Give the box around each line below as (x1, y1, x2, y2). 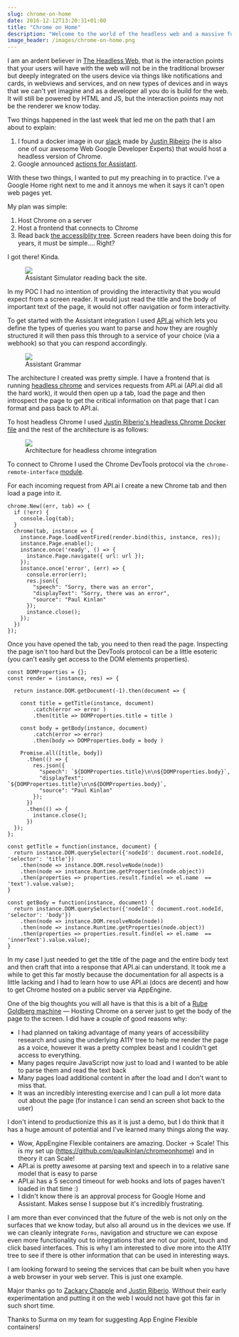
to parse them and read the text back (17, 1066, 127, 1075)
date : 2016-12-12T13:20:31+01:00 (7, 17, 107, 24)
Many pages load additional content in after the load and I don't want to (17, 1074, 228, 1082)
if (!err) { (14, 509, 50, 516)
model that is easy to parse (17, 1169, 97, 1178)
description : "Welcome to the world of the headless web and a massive (7, 30, 224, 38)
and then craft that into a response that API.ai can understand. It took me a (7, 963, 226, 972)
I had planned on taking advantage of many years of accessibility (17, 1028, 209, 1037)
